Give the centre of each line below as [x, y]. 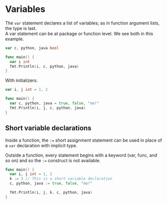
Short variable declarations [48, 128]
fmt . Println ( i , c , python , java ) [44, 66]
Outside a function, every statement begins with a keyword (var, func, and [81, 155]
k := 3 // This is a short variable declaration [61, 179]
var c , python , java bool [32, 48]
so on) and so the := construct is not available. [53, 160]
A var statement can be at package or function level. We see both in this [79, 33]
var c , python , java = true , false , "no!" [54, 103]
